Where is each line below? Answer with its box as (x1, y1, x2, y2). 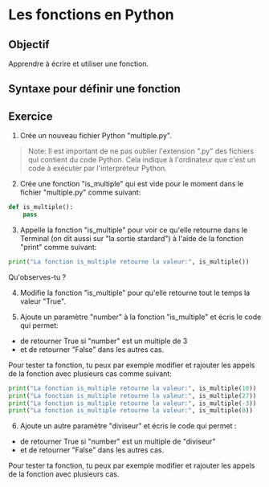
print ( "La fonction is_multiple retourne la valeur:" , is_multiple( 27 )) (8, 391, 257, 399)
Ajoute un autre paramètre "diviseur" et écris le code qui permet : (19, 421, 237, 431)
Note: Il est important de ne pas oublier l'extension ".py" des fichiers (27, 146, 255, 156)
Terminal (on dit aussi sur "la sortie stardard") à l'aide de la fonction (19, 233, 244, 243)
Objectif (8, 38, 50, 51)
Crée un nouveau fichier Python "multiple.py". (19, 131, 173, 141)
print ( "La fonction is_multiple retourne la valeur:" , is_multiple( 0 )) (8, 407, 253, 415)
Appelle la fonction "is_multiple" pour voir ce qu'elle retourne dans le (19, 225, 248, 235)
